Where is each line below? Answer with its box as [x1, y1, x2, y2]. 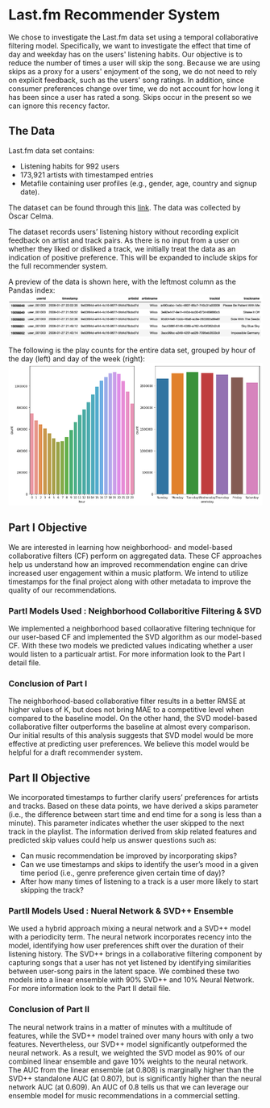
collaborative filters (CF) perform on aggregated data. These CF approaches [8, 551, 262, 560]
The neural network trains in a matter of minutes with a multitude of [8, 1022, 232, 1031]
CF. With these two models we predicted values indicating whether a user [8, 641, 254, 651]
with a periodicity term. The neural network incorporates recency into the [8, 932, 252, 942]
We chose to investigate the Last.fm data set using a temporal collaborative [8, 32, 259, 42]
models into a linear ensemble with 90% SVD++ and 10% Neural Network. [8, 975, 255, 985]
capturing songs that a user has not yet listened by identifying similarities [8, 958, 251, 968]
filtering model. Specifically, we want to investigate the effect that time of [8, 40, 251, 50]
